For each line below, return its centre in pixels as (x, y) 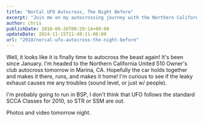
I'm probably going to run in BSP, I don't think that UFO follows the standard (101, 95)
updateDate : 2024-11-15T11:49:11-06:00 (56, 34)
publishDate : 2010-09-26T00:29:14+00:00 (58, 29)
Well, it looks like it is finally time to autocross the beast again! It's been (95, 57)
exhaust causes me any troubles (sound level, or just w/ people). (87, 83)
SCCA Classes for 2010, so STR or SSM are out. (66, 101)
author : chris (24, 23)
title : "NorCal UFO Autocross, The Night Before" (70, 12)
